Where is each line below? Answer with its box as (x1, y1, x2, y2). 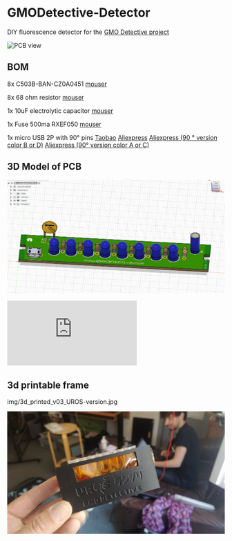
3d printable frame (7, 379, 90, 391)
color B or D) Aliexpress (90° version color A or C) (7, 141, 150, 149)
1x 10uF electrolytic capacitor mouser (7, 106, 114, 115)
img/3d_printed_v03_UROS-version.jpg (7, 397, 118, 406)
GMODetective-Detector (7, 5, 151, 21)
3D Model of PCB (7, 161, 81, 172)
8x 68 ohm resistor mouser (7, 93, 84, 101)
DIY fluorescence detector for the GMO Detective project (7, 28, 169, 36)
